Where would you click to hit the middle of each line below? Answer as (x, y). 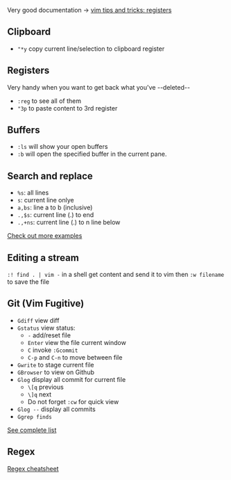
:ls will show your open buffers (62, 147)
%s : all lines (33, 193)
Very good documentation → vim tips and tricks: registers (89, 10)
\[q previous (45, 387)
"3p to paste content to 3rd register (67, 108)
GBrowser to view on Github (56, 372)
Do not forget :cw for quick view (73, 401)
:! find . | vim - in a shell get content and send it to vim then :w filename (116, 275)
